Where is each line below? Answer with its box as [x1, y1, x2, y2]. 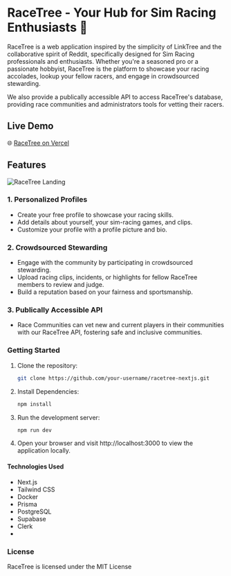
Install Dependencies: [17, 387, 80, 396]
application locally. [17, 446, 71, 455]
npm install [17, 401, 52, 408]
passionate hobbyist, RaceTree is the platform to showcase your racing [7, 64, 210, 73]
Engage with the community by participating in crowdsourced [17, 259, 193, 267]
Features [7, 159, 46, 171]
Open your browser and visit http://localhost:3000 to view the [17, 439, 194, 448]
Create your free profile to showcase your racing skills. [17, 210, 174, 219]
